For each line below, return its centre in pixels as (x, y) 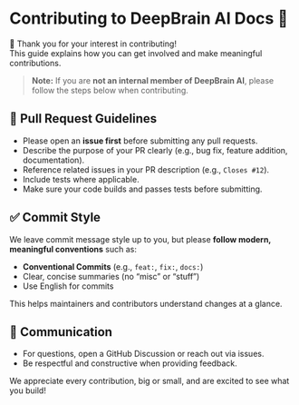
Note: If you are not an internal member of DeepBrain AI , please (153, 80)
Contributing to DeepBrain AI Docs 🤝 (149, 19)
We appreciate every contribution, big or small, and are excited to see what (149, 381)
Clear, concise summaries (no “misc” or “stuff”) (111, 276)
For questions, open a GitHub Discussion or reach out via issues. (143, 354)
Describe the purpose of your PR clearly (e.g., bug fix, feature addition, (155, 150)
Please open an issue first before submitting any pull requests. (140, 141)
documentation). (53, 160)
